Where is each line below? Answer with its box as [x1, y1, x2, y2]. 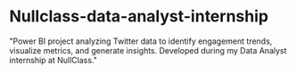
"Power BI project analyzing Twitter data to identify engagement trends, [9, 36, 273, 46]
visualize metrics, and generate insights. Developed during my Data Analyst [9, 45, 287, 55]
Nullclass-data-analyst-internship [9, 6, 269, 27]
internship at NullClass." [9, 54, 98, 65]
